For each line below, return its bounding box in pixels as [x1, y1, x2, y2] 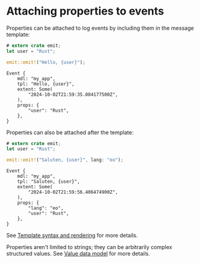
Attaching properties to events [6, 4, 164, 18]
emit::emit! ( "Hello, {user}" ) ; [6, 59, 86, 65]
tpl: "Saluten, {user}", [17, 179, 80, 185]
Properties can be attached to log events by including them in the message [6, 24, 195, 32]
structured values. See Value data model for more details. [6, 250, 150, 258]
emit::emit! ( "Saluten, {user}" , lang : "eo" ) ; [6, 157, 123, 163]
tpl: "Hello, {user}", [17, 81, 75, 87]
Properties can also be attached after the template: [6, 129, 134, 136]
